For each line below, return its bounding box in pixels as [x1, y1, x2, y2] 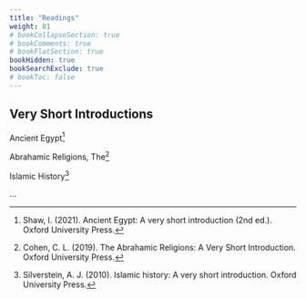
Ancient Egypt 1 [9, 130, 66, 143]
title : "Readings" [9, 13, 79, 23]
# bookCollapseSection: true [9, 30, 120, 39]
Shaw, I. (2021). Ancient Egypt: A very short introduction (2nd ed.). [22, 214, 273, 225]
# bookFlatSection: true [9, 47, 104, 57]
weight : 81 [9, 22, 51, 31]
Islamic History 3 [9, 169, 70, 181]
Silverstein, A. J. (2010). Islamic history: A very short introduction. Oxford [22, 269, 297, 280]
